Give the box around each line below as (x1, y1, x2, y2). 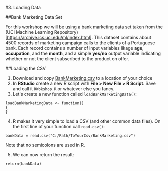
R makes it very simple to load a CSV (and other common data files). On (12, 118, 161, 124)
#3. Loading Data (5, 5, 41, 10)
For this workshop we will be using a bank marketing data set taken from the (5, 24, 163, 30)
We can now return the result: (12, 152, 74, 157)
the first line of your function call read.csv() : (12, 124, 105, 129)
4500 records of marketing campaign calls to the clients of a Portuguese (5, 40, 155, 46)
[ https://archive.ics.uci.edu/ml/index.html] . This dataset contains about (5, 35, 152, 40)
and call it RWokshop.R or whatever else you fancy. (12, 86, 115, 92)
